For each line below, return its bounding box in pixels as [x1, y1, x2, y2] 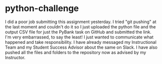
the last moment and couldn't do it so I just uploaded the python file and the [5, 24, 156, 29]
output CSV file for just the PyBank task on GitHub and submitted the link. [5, 29, 151, 35]
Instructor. [5, 54, 26, 60]
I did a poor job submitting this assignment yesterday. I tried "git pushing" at [5, 19, 157, 25]
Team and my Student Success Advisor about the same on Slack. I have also [5, 44, 158, 50]
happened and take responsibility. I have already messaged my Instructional [5, 39, 157, 45]
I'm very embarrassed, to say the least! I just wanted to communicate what [5, 34, 154, 40]
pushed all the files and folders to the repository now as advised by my [5, 49, 147, 55]
